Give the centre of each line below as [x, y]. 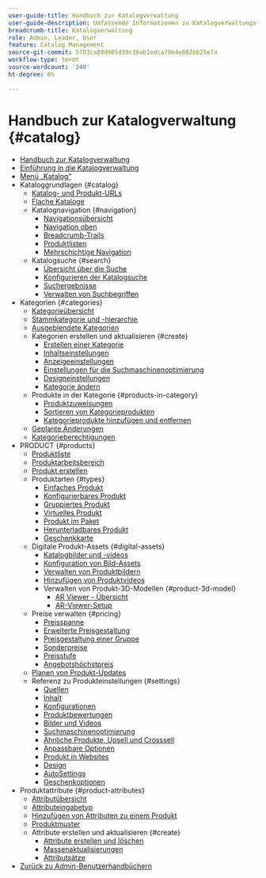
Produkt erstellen [59, 470]
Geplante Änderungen [68, 428]
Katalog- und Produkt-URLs [77, 193]
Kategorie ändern [72, 386]
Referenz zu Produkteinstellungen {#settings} [106, 681]
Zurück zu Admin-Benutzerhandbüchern [86, 866]
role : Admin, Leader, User [53, 38]
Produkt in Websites [76, 756]
